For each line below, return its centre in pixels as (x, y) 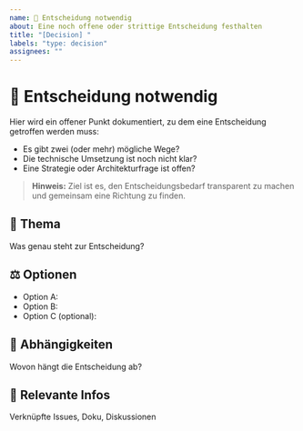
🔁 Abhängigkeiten (61, 345)
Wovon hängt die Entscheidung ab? (76, 366)
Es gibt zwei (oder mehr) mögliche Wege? (101, 149)
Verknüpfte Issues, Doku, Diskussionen (83, 417)
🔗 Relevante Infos (60, 395)
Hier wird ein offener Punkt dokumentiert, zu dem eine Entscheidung (138, 122)
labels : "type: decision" (58, 43)
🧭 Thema (35, 224)
